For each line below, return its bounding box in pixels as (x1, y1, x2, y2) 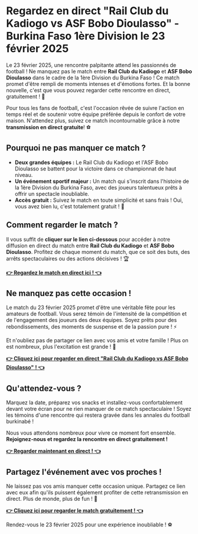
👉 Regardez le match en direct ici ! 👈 (6, 269, 102, 276)
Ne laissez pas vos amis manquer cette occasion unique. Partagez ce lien (6, 482, 186, 490)
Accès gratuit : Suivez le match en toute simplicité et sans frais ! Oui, (14, 197, 183, 204)
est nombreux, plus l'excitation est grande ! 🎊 (6, 343, 116, 350)
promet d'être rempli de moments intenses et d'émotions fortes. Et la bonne (6, 80, 190, 87)
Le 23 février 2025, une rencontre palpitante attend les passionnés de (6, 61, 177, 69)
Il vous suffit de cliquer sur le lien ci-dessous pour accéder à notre (6, 236, 170, 243)
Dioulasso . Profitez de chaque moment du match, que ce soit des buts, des (6, 248, 190, 255)
